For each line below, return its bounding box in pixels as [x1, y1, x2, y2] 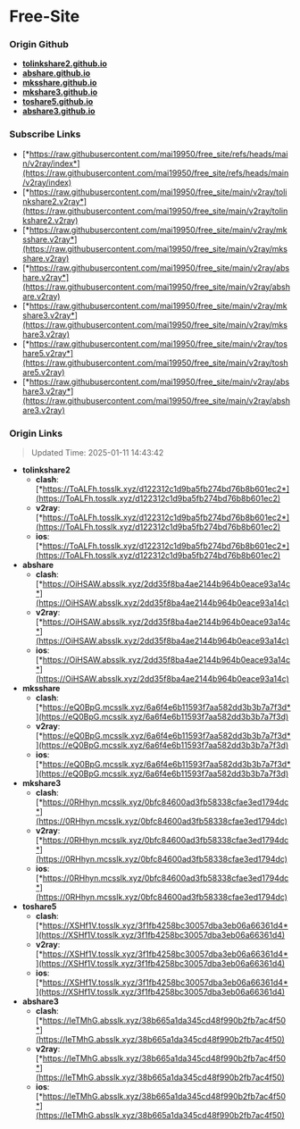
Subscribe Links [9, 128, 81, 140]
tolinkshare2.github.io [21, 58, 107, 69]
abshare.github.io [21, 68, 91, 79]
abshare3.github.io [21, 105, 96, 117]
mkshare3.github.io [21, 87, 98, 97]
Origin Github [9, 38, 70, 51]
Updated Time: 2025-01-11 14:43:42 [30, 447, 164, 458]
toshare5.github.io [21, 96, 94, 107]
